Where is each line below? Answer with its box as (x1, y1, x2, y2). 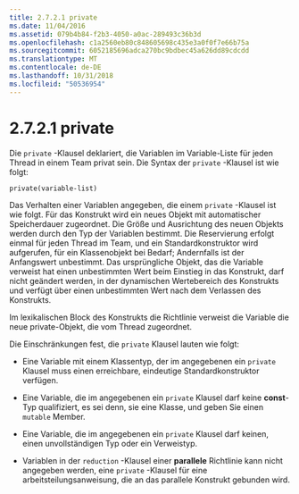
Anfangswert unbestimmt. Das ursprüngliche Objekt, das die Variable (9, 256, 263, 267)
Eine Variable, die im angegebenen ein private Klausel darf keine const (21, 392, 286, 403)
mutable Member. (21, 411, 87, 422)
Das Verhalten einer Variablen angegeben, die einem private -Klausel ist (9, 199, 277, 210)
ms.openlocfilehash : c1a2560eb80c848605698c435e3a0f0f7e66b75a (9, 38, 250, 47)
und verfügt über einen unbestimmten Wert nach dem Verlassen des (9, 285, 262, 296)
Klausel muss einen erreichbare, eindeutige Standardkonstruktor (21, 365, 260, 376)
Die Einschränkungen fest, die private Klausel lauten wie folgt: (9, 339, 239, 349)
